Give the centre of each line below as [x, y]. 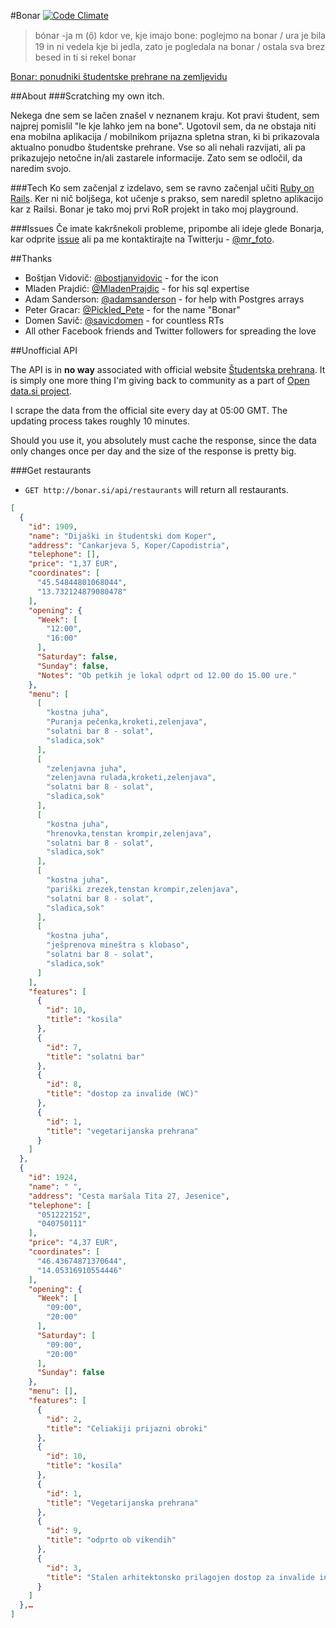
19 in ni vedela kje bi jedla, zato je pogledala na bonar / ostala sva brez [180, 46]
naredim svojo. [41, 168]
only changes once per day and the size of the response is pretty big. [153, 451]
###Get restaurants [51, 470]
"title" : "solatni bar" [95, 1056]
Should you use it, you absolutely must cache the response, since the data [163, 440]
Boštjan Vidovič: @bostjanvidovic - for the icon [121, 278]
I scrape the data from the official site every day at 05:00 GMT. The [149, 410]
